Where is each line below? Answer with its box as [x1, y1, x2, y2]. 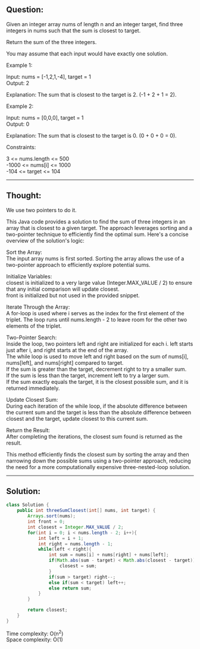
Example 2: [6, 103, 34, 110]
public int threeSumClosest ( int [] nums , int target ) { [17, 508, 156, 514]
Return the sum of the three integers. [6, 38, 97, 45]
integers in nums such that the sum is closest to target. [6, 27, 141, 34]
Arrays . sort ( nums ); [27, 513, 76, 519]
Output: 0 [6, 120, 30, 128]
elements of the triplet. [6, 322, 62, 330]
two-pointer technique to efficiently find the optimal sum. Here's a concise [6, 231, 189, 238]
